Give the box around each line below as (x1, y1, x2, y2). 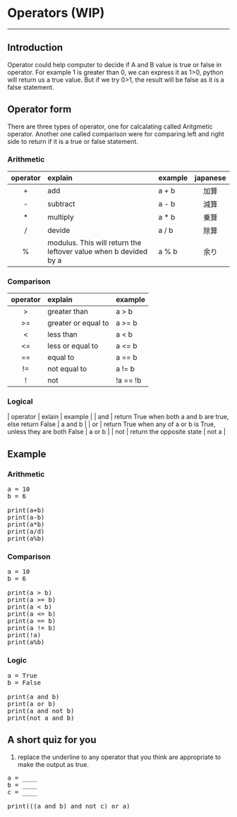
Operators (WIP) (7, 5, 105, 21)
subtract (47, 199, 75, 209)
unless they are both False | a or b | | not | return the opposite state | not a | (7, 428, 226, 436)
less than (47, 329, 78, 339)
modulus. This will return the (47, 238, 142, 248)
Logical (7, 397, 33, 406)
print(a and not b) (7, 707, 75, 715)
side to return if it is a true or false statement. (7, 137, 139, 145)
